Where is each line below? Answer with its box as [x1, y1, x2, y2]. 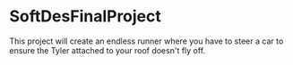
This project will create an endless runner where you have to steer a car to [9, 36, 284, 46]
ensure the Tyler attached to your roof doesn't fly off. [9, 45, 206, 55]
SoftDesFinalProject [9, 6, 161, 27]
